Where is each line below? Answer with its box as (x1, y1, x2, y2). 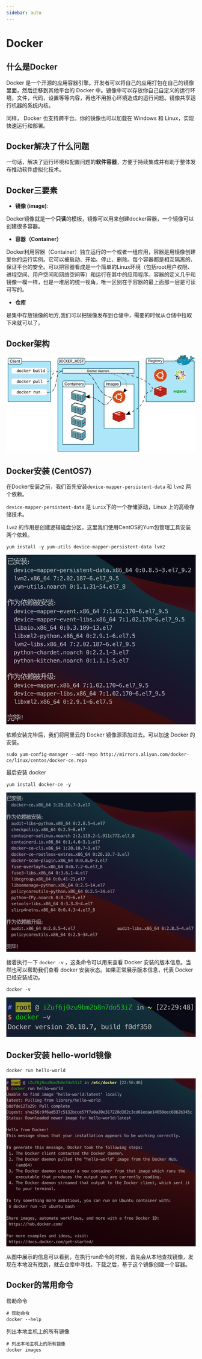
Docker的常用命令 (6, 1280, 74, 1290)
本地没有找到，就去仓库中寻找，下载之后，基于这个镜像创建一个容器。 (16, 1261, 191, 1268)
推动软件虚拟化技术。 (11, 166, 64, 173)
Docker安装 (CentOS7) (6, 466, 92, 476)
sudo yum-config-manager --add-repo (6, 752, 98, 758)
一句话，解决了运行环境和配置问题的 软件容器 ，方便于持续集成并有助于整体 (6, 158, 191, 166)
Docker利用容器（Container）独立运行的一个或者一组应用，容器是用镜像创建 (6, 248, 196, 256)
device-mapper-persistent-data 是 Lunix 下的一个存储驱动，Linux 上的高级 (6, 503, 189, 510)
